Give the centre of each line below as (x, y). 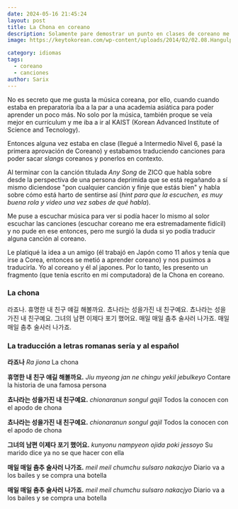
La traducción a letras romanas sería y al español (93, 345)
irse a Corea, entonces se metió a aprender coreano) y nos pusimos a (109, 260)
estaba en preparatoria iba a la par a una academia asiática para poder (110, 107)
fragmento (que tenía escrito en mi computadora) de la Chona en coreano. (116, 275)
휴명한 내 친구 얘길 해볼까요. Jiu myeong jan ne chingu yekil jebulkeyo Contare (119, 377)
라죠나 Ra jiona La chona (43, 362)
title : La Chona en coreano (49, 27)
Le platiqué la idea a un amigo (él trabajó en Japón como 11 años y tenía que (119, 252)
